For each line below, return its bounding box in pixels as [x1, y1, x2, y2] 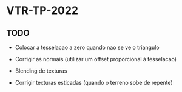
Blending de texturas [15, 67, 67, 74]
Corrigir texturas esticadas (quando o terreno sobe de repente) [15, 79, 173, 86]
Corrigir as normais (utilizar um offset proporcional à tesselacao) [15, 56, 177, 62]
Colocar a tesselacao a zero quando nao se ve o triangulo [15, 44, 160, 51]
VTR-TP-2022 [6, 4, 79, 18]
